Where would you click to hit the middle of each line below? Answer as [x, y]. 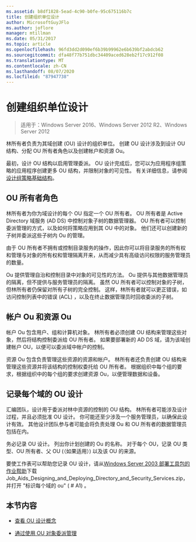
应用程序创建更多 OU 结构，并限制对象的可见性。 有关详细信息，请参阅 [102, 171]
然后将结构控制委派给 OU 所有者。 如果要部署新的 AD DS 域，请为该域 [101, 339]
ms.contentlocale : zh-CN [36, 66]
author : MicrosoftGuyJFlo [37, 22]
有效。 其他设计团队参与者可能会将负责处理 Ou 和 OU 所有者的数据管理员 [99, 424]
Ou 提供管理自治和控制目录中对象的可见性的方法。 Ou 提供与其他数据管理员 [97, 275]
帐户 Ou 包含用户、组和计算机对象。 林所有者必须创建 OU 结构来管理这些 [94, 332]
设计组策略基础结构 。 [32, 178]
